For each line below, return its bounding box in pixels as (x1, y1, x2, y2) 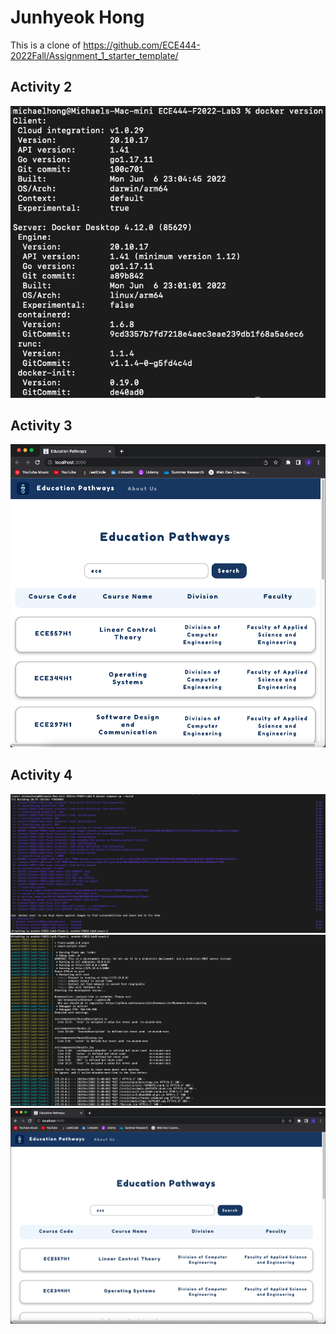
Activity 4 (10, 767, 73, 784)
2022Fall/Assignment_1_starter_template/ (10, 49, 179, 61)
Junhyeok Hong (10, 6, 145, 29)
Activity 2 (10, 79, 73, 96)
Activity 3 (10, 417, 73, 434)
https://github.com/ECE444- (83, 39, 201, 51)
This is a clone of (10, 39, 82, 51)
